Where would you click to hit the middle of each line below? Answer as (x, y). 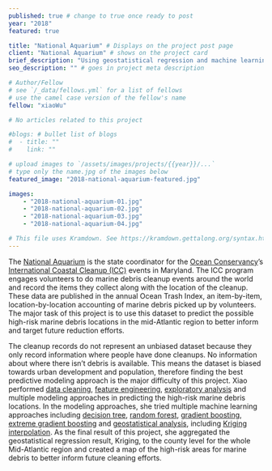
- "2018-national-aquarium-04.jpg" (83, 224)
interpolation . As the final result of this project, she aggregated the (119, 432)
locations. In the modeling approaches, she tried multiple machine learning (133, 406)
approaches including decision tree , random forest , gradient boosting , (125, 414)
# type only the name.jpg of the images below (88, 172)
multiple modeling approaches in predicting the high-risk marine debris (127, 397)
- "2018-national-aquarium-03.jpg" (83, 216)
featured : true (34, 31)
